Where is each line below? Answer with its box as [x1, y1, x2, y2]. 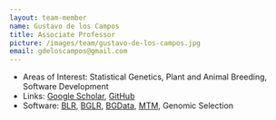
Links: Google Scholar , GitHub [22, 91, 135, 102]
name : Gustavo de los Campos [9, 22, 120, 31]
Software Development [22, 81, 109, 92]
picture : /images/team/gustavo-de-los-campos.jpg [9, 38, 202, 48]
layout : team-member [9, 13, 88, 23]
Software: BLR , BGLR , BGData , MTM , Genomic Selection [22, 100, 234, 111]
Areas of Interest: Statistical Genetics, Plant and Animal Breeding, [22, 71, 268, 82]
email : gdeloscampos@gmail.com [9, 47, 128, 56]
